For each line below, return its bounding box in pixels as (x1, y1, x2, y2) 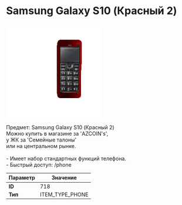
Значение (52, 174, 77, 182)
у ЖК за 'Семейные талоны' (6, 136, 77, 143)
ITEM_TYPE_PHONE (40, 191, 89, 198)
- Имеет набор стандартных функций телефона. (6, 154, 127, 162)
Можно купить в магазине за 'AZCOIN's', (6, 130, 109, 137)
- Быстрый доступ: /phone (6, 161, 72, 168)
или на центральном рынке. (6, 142, 76, 149)
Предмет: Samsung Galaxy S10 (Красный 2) (6, 123, 114, 130)
